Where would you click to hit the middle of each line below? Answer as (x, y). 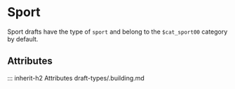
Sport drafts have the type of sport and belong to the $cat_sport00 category (117, 32)
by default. (23, 39)
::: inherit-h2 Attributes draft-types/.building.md (76, 78)
